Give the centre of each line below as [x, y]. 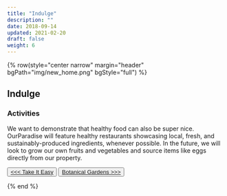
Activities [23, 113]
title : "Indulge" [32, 13]
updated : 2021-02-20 [37, 33]
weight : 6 [21, 45]
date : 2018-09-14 [32, 26]
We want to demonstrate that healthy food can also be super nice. [101, 129]
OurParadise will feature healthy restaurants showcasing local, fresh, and [111, 135]
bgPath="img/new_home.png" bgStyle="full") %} [77, 72]
